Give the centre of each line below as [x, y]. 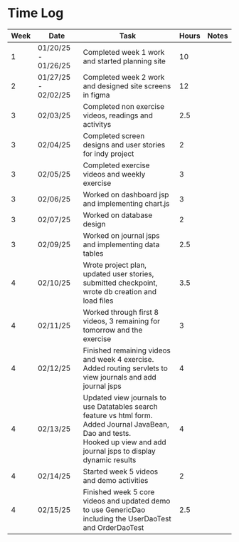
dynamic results [110, 459]
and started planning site [124, 61]
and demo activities [116, 480]
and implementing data [121, 244]
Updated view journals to [125, 397]
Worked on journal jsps [121, 235]
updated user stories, [118, 273]
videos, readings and [118, 115]
